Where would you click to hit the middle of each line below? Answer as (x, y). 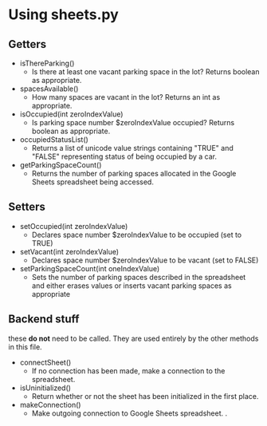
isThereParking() (47, 63)
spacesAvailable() (49, 89)
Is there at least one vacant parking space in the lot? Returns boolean (145, 72)
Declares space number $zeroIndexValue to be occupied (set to (136, 235)
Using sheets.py (64, 15)
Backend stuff (44, 319)
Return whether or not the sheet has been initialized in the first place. (145, 396)
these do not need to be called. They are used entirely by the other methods (133, 338)
